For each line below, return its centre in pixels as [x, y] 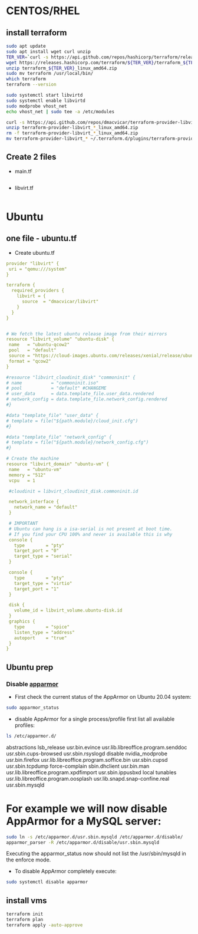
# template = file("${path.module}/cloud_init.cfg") [72, 421]
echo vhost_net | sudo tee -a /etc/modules [60, 111]
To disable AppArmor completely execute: [65, 871]
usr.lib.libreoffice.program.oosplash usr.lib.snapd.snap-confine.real [88, 778]
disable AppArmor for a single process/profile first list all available [95, 719]
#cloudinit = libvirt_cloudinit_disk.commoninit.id [73, 491]
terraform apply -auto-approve [44, 925]
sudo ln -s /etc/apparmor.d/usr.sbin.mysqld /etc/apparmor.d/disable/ [95, 837]
